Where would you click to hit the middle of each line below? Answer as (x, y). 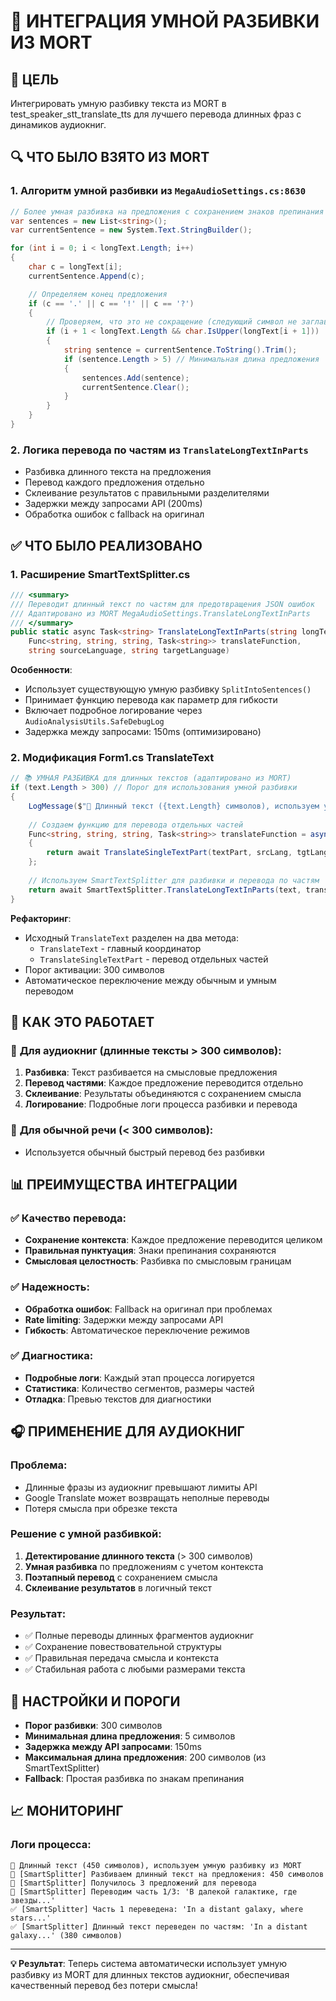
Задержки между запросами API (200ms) (113, 504)
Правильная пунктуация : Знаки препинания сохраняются (150, 1251)
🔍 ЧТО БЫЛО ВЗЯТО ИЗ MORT (110, 157)
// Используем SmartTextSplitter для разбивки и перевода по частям (174, 880)
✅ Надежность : (50, 1287)
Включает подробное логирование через (113, 711)
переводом (49, 991)
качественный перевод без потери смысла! (104, 1985)
